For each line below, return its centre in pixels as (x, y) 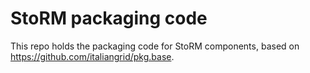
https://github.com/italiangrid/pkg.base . (92, 56)
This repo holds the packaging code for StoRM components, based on (155, 46)
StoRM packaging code (109, 18)
